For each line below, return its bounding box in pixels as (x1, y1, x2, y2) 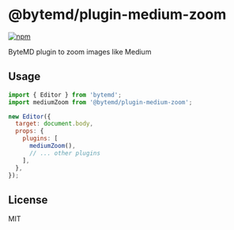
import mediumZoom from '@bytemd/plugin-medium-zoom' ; (8, 98, 193, 106)
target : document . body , (15, 120, 93, 128)
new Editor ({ (8, 112, 51, 120)
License (8, 193, 48, 206)
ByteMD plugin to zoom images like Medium (8, 47, 152, 56)
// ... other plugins (28, 149, 101, 157)
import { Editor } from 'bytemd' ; (8, 91, 123, 99)
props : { (15, 127, 44, 135)
